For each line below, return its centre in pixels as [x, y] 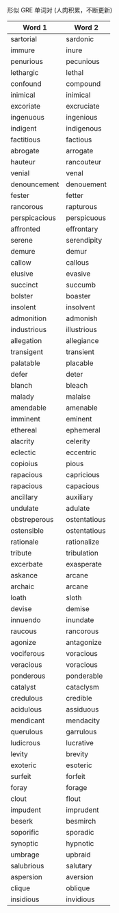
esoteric [79, 765]
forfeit [76, 777]
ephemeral [83, 430]
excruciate [83, 106]
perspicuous [86, 218]
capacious [83, 486]
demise [78, 609]
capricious [83, 475]
